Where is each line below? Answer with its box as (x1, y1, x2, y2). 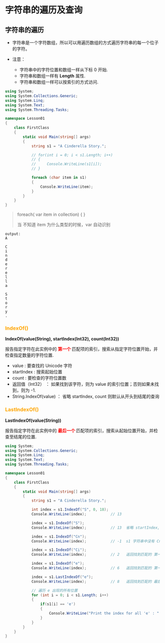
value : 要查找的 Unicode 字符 (12, 363, 73, 369)
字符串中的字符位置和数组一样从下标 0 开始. (19, 67, 108, 72)
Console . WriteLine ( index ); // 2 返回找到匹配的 (31, 552, 152, 557)
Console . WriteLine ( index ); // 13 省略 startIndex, (31, 525, 160, 530)
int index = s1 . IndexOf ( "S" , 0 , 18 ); (31, 507, 109, 512)
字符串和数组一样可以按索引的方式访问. (19, 79, 99, 85)
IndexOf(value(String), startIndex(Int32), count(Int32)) (5, 336, 119, 342)
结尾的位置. (13, 434, 37, 440)
